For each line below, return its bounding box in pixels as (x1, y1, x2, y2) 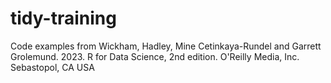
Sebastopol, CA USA (10, 61, 95, 73)
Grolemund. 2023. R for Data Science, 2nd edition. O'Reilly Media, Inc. (10, 50, 300, 62)
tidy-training (10, 7, 117, 30)
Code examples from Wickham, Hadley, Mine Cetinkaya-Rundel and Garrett (10, 40, 322, 52)
